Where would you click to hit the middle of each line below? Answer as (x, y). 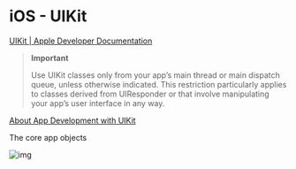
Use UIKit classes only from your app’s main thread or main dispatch (155, 75)
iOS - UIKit (48, 16)
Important (49, 58)
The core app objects (48, 137)
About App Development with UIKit (72, 120)
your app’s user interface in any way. (98, 103)
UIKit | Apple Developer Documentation (81, 41)
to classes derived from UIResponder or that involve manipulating (150, 94)
